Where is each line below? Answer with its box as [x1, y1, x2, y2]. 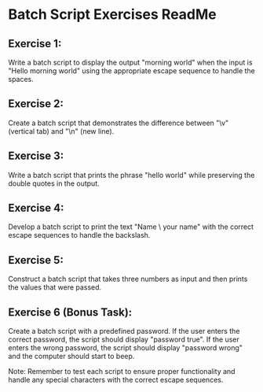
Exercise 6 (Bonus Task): [8, 305, 133, 319]
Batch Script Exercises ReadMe [8, 6, 217, 24]
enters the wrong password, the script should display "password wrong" [8, 343, 243, 353]
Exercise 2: [8, 97, 64, 111]
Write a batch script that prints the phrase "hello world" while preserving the [8, 170, 255, 179]
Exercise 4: [8, 202, 64, 215]
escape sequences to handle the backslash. [8, 231, 151, 240]
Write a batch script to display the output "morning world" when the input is [8, 57, 253, 67]
